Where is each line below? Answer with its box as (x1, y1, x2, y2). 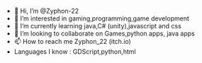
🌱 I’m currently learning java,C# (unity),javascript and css (13, 22, 182, 30)
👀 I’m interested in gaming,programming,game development (13, 14, 189, 23)
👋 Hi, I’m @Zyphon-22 (13, 7, 79, 15)
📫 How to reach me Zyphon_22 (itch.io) (13, 38, 131, 45)
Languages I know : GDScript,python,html (13, 47, 136, 56)
